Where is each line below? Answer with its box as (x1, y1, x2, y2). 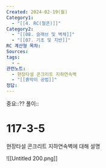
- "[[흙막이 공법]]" (12, 77, 58, 83)
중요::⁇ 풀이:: (6, 100, 39, 107)
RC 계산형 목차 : (6, 43, 41, 49)
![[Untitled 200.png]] (6, 155, 58, 162)
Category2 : (6, 26, 34, 32)
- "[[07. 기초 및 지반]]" (12, 37, 71, 43)
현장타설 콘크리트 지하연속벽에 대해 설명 (6, 142, 101, 150)
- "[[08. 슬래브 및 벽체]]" (12, 32, 75, 38)
